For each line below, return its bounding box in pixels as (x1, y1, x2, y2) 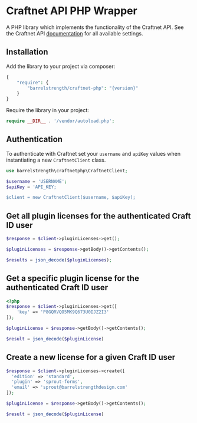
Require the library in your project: (6, 107, 90, 114)
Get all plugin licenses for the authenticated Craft (6, 211, 191, 221)
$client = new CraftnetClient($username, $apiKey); (6, 195, 136, 201)
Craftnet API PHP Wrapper (6, 4, 137, 18)
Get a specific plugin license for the (6, 273, 140, 284)
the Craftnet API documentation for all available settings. (6, 29, 143, 37)
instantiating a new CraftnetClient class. (6, 156, 106, 163)
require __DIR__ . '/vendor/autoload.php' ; (6, 118, 115, 124)
